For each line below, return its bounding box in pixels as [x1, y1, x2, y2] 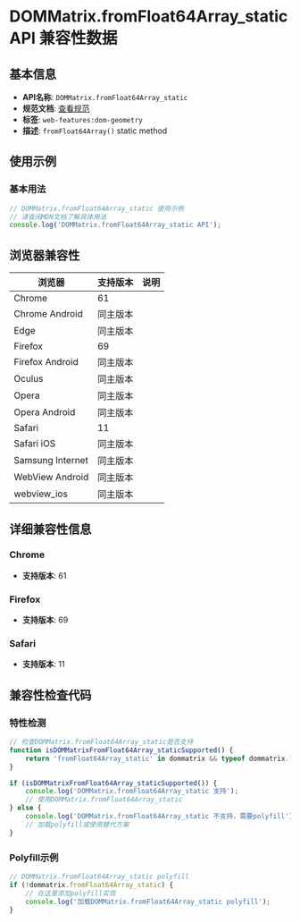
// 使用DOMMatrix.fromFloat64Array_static [25, 795, 183, 804]
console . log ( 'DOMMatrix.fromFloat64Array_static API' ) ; [9, 221, 221, 230]
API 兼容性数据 [9, 29, 118, 48]
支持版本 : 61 [21, 570, 67, 580]
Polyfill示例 [9, 851, 59, 864]
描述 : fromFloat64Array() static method [21, 125, 168, 136]
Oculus [13, 373, 44, 385]
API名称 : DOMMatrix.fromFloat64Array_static [21, 92, 188, 102]
